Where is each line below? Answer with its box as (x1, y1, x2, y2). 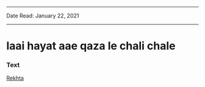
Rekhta (6, 74, 24, 82)
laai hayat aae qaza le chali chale (6, 39, 176, 53)
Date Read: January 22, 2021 (6, 12, 79, 19)
